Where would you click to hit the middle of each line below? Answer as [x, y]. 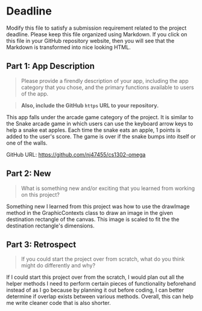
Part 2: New [29, 174]
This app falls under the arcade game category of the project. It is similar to [100, 117]
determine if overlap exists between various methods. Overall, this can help [100, 296]
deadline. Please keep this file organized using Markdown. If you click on [97, 34]
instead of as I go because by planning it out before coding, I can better [95, 290]
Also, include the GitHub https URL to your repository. [90, 105]
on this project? [40, 194]
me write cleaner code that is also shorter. [58, 303]
